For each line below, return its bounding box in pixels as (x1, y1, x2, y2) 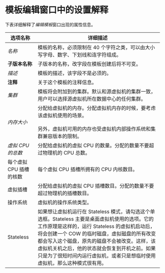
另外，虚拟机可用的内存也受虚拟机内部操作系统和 (37, 125, 151, 132)
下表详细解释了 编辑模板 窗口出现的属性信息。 (5, 22, 96, 27)
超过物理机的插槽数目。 (37, 190, 92, 197)
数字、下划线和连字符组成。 (57, 51, 122, 58)
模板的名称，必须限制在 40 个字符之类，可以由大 (37, 44, 150, 50)
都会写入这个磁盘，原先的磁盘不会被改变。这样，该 (37, 237, 156, 244)
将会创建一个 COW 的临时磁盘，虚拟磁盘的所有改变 (37, 230, 156, 237)
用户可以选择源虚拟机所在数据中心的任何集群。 (37, 95, 146, 102)
